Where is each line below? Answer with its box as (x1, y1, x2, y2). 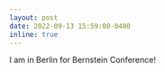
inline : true (9, 30, 59, 39)
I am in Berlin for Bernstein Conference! (9, 55, 156, 66)
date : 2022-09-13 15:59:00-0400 (9, 22, 131, 31)
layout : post (9, 13, 59, 22)
